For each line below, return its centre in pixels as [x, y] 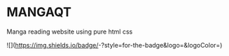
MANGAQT [39, 12]
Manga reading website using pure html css [70, 31]
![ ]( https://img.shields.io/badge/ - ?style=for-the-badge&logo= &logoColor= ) [114, 45]
